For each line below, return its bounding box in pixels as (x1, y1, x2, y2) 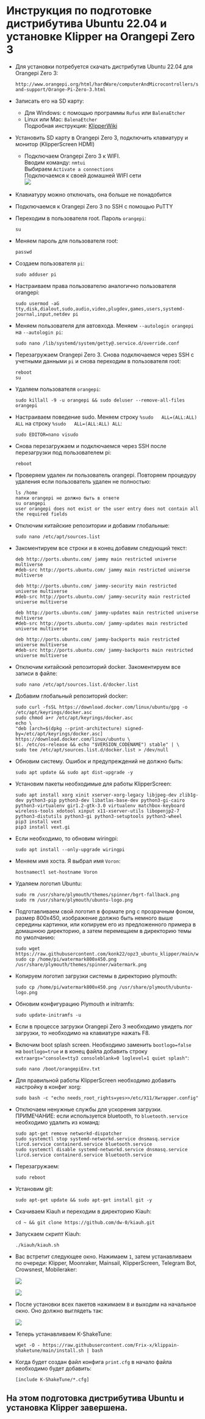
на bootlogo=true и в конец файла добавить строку (15, 1047, 148, 1055)
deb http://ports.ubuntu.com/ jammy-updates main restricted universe (15, 610, 199, 616)
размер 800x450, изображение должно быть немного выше (15, 914, 173, 921)
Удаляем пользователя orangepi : (15, 385, 101, 393)
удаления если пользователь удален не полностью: (15, 477, 151, 485)
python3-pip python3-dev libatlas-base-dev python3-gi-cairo (26, 797, 185, 803)
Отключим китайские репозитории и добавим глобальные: (15, 522, 170, 529)
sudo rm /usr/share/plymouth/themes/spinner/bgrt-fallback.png (15, 891, 180, 897)
